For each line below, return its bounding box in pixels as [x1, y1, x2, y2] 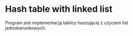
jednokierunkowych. [5, 25, 46, 31]
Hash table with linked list [5, 3, 113, 15]
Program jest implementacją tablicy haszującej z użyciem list [5, 20, 129, 26]
